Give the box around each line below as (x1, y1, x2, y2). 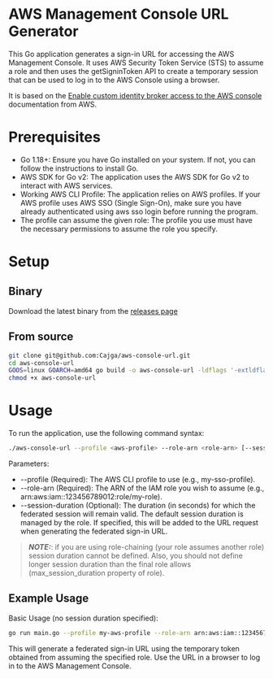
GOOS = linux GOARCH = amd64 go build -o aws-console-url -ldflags (8, 367, 227, 375)
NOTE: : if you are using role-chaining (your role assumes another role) (28, 542, 265, 551)
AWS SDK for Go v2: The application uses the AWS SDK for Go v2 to (19, 172, 249, 181)
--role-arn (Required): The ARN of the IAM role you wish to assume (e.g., (19, 483, 265, 493)
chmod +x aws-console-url (8, 374, 96, 382)
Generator (8, 22, 79, 41)
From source (8, 330, 74, 344)
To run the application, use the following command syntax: (8, 429, 205, 438)
